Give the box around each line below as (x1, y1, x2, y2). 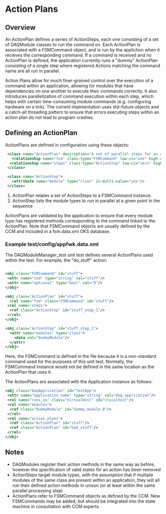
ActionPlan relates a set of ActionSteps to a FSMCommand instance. (12, 192, 152, 198)
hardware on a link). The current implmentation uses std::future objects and (5, 104, 159, 110)
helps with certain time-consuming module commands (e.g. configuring (5, 99, 152, 105)
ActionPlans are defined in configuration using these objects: (5, 142, 129, 148)
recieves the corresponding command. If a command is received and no (5, 52, 152, 58)
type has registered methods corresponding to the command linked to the (5, 218, 156, 224)
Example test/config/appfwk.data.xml (5, 240, 99, 247)
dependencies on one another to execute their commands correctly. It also (5, 88, 157, 94)
